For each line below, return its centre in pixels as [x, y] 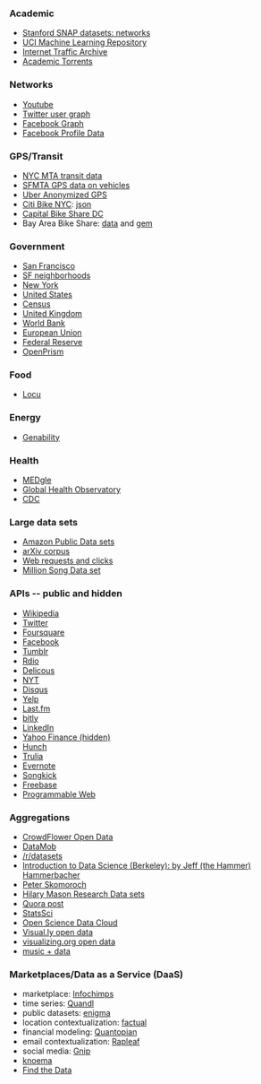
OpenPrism [43, 351]
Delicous [38, 670]
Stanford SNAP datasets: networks [86, 33]
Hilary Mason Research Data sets [84, 894]
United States [47, 295]
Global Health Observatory [72, 490]
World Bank [43, 323]
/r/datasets [42, 855]
